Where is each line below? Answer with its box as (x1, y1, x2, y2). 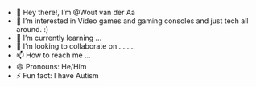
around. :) (15, 25, 49, 34)
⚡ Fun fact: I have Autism (15, 71, 99, 80)
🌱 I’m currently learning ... (15, 33, 102, 42)
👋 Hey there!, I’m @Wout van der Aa (15, 8, 135, 17)
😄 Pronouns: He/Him (15, 62, 87, 71)
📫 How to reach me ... (15, 50, 91, 60)
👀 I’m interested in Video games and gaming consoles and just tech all (15, 16, 249, 26)
